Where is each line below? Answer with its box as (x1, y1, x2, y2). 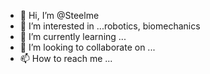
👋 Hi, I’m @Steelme (19, 10, 100, 21)
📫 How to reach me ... (19, 53, 113, 64)
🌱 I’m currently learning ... (19, 31, 127, 42)
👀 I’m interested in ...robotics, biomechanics (19, 20, 201, 32)
